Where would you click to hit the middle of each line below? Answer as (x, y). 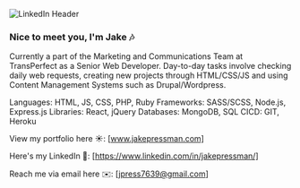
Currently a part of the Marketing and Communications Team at (126, 56)
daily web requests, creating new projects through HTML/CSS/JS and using (149, 75)
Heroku (23, 122)
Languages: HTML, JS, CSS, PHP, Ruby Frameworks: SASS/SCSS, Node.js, (148, 102)
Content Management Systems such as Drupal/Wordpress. (118, 85)
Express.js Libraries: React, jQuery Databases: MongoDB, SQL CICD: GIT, (145, 112)
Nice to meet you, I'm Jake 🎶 (72, 37)
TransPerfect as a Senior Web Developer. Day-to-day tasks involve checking (150, 66)
